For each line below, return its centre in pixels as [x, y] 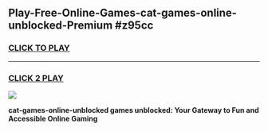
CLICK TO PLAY [39, 48]
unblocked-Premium [61, 26]
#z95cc [134, 26]
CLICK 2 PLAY [36, 78]
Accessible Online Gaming [53, 118]
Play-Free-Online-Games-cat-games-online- [123, 13]
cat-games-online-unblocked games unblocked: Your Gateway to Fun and [134, 110]
